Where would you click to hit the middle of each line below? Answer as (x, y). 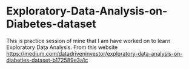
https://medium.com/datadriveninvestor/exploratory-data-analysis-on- (94, 53)
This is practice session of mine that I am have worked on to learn (88, 41)
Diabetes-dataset (51, 24)
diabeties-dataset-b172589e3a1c (47, 60)
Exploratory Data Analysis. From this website (62, 47)
